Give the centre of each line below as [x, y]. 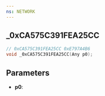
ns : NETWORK [21, 11]
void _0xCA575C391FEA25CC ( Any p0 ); [50, 54]
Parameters [28, 73]
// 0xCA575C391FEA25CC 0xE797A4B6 [48, 49]
